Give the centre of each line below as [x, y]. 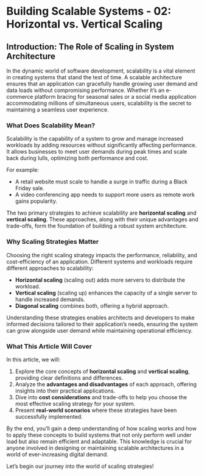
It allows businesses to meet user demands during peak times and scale [97, 152]
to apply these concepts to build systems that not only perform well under [99, 435]
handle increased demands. [50, 299]
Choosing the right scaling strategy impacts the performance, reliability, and [102, 255]
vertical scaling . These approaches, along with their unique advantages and [102, 219]
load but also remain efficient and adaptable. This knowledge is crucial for [99, 441]
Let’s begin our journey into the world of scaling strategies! [80, 466]
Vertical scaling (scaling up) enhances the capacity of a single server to [106, 293]
